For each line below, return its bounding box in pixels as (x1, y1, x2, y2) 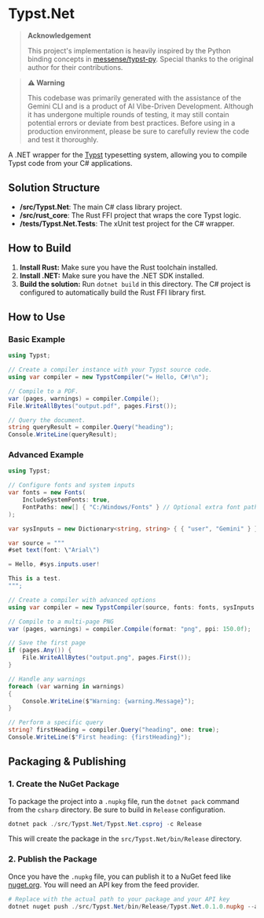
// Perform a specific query (8, 718, 104, 727)
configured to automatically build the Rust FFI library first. (19, 288, 207, 297)
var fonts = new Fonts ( (8, 489, 86, 497)
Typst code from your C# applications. (8, 158, 133, 167)
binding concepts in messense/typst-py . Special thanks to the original (27, 54, 254, 64)
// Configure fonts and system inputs (8, 481, 135, 490)
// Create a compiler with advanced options (8, 596, 156, 604)
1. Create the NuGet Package (8, 779, 120, 790)
